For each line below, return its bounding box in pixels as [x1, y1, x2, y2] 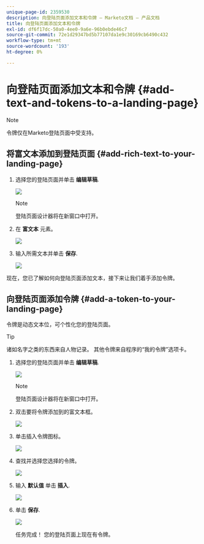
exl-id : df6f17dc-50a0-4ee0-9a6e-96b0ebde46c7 [6, 26, 127, 33]
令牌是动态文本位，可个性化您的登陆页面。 [6, 321, 114, 328]
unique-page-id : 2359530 [6, 9, 70, 15]
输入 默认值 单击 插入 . [15, 482, 70, 489]
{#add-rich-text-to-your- [96, 148, 195, 159]
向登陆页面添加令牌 [6, 294, 79, 304]
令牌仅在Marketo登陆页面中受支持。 [6, 129, 97, 136]
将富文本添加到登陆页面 [6, 148, 95, 159]
